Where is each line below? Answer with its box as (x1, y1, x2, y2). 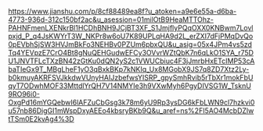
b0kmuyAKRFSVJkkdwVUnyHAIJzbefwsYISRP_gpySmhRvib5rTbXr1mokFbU (8, 73, 254, 82)
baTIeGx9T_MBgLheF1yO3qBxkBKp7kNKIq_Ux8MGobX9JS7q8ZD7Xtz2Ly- (8, 65, 250, 73)
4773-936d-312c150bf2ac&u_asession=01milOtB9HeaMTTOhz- (8, 15, 214, 24)
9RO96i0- (8, 90, 41, 98)
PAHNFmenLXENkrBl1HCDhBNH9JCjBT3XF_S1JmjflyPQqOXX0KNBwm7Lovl (8, 23, 254, 32)
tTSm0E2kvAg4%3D (8, 115, 74, 123)
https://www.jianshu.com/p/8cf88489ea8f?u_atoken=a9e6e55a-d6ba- (8, 7, 237, 16)
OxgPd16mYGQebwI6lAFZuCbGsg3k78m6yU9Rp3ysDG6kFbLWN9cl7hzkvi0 (8, 97, 255, 107)
